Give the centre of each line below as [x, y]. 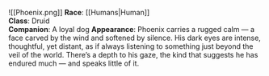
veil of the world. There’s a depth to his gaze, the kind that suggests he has [133, 55]
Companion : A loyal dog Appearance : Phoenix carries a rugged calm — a [132, 29]
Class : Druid [29, 21]
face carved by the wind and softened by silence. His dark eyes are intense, [134, 38]
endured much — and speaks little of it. [74, 63]
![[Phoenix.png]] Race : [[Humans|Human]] [79, 12]
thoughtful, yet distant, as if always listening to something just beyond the [131, 46]
